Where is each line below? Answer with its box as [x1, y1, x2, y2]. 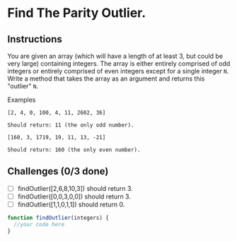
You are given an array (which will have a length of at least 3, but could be [7, 52, 224, 60]
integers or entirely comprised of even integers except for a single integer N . [7, 67, 229, 75]
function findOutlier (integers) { [7, 214, 110, 221]
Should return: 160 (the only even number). [7, 146, 141, 153]
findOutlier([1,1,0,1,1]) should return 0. [17, 200, 125, 208]
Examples [7, 95, 36, 104]
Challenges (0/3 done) [7, 165, 109, 177]
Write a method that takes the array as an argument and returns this [7, 74, 205, 83]
